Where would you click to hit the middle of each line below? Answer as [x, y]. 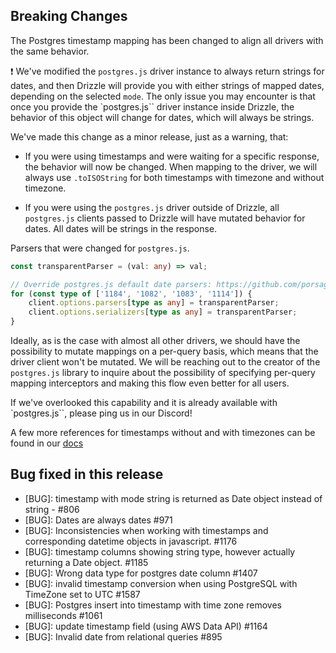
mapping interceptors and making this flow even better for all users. [150, 383]
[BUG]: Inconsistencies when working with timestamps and [146, 530]
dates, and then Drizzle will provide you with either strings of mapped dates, [167, 85]
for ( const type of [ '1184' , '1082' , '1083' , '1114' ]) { [131, 294]
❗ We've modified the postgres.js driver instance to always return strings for [167, 71]
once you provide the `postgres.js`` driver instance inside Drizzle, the [152, 106]
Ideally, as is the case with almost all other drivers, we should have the [155, 341]
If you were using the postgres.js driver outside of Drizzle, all [152, 207]
